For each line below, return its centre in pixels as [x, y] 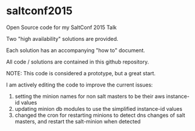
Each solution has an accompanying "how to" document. [76, 50]
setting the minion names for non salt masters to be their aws [90, 96]
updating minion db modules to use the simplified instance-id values [98, 108]
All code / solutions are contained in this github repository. [78, 62]
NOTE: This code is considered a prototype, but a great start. [81, 73]
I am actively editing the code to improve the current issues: [80, 85]
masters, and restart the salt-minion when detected [78, 121]
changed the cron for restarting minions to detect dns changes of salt [100, 115]
